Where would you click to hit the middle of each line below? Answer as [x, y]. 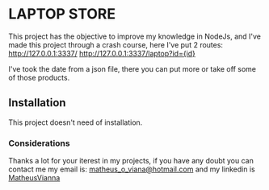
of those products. [39, 77]
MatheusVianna [34, 178]
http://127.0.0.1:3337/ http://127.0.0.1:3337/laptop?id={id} [102, 53]
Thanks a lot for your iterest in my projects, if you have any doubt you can [131, 161]
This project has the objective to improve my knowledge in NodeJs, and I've [134, 36]
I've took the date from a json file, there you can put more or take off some [132, 68]
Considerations [39, 143]
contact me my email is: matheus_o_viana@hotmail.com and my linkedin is [132, 169]
